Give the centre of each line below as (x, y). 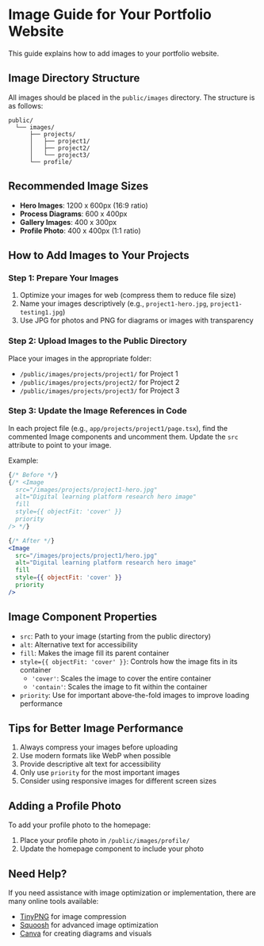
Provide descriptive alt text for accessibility (90, 764)
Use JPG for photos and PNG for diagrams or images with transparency (136, 320)
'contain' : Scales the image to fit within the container (119, 686)
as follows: (26, 105)
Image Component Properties (82, 617)
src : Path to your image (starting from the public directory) (115, 636)
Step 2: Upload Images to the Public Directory (98, 341)
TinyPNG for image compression (73, 917)
